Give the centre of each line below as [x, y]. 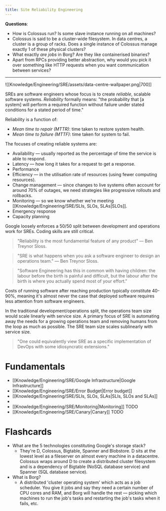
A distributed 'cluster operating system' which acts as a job [80, 482]
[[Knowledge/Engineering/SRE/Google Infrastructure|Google [74, 380]
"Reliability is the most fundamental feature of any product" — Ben [85, 241]
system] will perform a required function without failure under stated [75, 104]
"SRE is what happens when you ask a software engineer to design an [88, 256]
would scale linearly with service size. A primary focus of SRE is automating [82, 316]
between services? [32, 70]
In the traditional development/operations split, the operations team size [78, 311]
